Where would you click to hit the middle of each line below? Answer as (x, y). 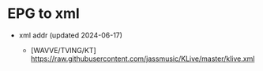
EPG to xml (43, 14)
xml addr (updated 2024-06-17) (71, 35)
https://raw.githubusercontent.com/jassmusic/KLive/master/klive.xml (143, 59)
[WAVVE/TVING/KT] (63, 50)
